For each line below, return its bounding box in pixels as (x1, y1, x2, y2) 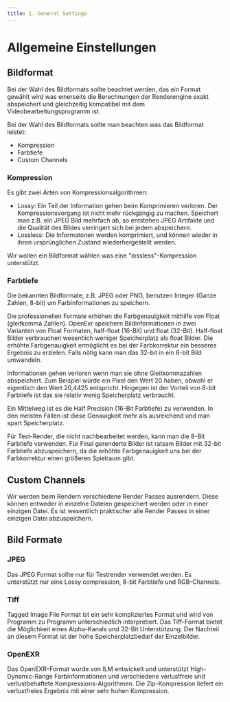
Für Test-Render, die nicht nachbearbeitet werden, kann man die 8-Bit (7, 432, 205, 440)
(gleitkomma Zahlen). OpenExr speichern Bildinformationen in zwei (7, 319, 196, 328)
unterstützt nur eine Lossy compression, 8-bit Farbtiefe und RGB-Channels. (7, 578, 221, 586)
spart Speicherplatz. (7, 419, 65, 427)
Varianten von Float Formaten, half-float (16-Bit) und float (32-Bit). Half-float (7, 327, 223, 335)
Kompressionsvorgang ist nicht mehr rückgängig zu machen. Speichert (16, 209, 218, 217)
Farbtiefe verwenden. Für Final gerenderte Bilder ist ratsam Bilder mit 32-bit (7, 440, 222, 448)
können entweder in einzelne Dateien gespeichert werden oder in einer (7, 499, 208, 508)
